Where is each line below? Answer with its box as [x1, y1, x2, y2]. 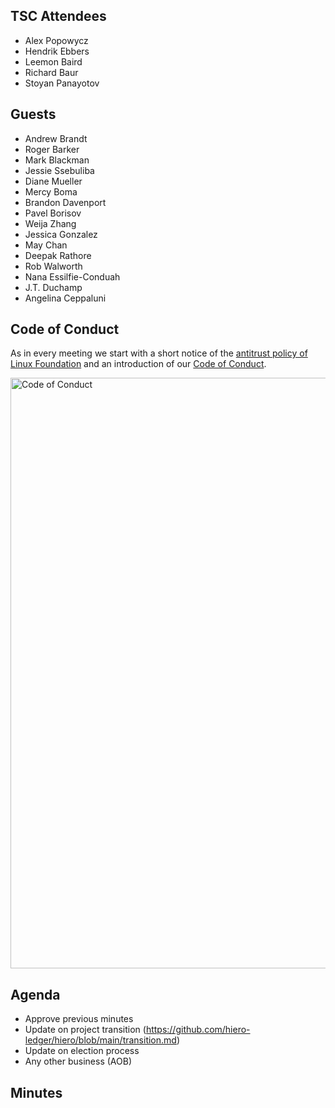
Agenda [10, 986, 61, 1003]
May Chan [24, 239, 68, 251]
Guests [10, 106, 57, 123]
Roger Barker [24, 143, 80, 155]
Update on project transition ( [24, 1024, 147, 1036]
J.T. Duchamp [24, 281, 83, 293]
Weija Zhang [24, 217, 77, 229]
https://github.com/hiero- [145, 1024, 251, 1036]
